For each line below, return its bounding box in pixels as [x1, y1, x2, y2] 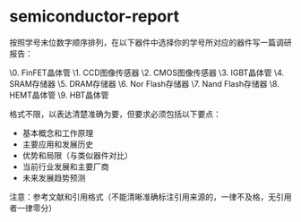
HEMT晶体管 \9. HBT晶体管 [9, 90, 109, 100]
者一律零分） [9, 202, 56, 213]
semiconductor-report [9, 6, 180, 27]
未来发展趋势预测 [21, 172, 86, 183]
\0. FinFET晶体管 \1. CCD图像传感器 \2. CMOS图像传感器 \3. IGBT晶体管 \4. [9, 67, 285, 78]
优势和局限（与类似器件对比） [21, 149, 133, 160]
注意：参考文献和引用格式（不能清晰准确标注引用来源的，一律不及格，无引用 [9, 191, 292, 202]
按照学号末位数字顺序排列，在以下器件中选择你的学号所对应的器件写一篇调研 [9, 37, 292, 47]
